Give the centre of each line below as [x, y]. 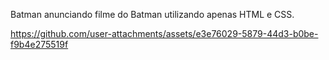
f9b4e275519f [39, 44]
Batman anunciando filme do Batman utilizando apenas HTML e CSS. [152, 14]
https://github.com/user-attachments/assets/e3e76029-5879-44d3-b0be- [164, 33]
